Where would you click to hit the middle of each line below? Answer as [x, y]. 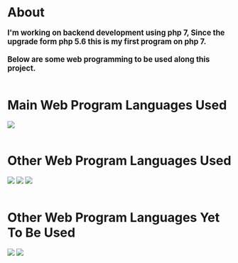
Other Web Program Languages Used [119, 161]
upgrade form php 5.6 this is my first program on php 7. [107, 41]
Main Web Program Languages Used [117, 106]
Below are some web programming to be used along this [109, 59]
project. [22, 68]
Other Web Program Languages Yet [114, 218]
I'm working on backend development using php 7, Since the [116, 33]
